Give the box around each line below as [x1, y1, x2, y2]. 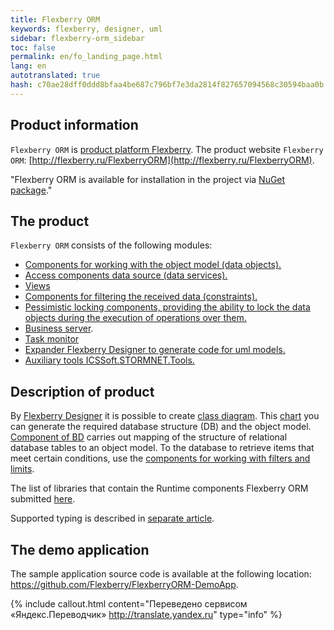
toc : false [10, 42, 56, 53]
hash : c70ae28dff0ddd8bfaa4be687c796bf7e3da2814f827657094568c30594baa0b [10, 80, 325, 90]
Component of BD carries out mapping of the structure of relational [10, 431, 288, 443]
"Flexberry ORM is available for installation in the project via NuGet [10, 173, 286, 185]
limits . [10, 463, 35, 475]
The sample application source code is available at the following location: [10, 568, 312, 580]
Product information [10, 117, 139, 134]
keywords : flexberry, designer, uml [10, 24, 163, 34]
